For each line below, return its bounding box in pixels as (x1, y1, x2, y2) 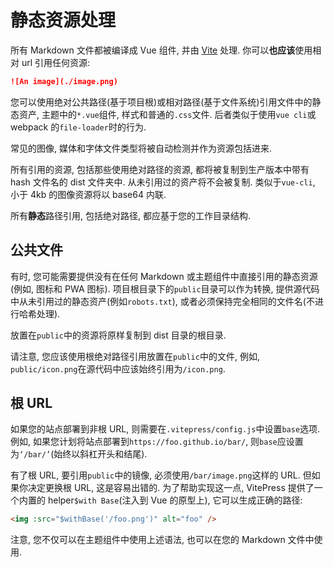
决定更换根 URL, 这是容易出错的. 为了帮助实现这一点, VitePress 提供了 (27, 482, 315, 494)
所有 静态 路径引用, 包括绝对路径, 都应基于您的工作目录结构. (10, 209, 251, 221)
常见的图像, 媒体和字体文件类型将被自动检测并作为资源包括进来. (10, 142, 273, 154)
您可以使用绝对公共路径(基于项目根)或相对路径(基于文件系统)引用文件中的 (10, 96, 313, 108)
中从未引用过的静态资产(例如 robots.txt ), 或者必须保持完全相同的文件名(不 (10, 295, 315, 307)
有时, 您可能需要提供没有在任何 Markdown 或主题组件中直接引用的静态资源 (10, 270, 318, 282)
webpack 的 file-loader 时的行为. (10, 121, 147, 133)
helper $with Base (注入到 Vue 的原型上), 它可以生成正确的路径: (47, 494, 303, 506)
